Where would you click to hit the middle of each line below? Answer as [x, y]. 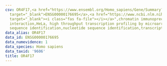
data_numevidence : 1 [27, 42]
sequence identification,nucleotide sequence [58, 28]
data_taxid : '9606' [25, 51]
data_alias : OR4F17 [25, 33]
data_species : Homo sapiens [34, 47]
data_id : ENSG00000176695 [32, 38]
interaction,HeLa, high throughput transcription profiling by [76, 24]
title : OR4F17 [20, 56]
